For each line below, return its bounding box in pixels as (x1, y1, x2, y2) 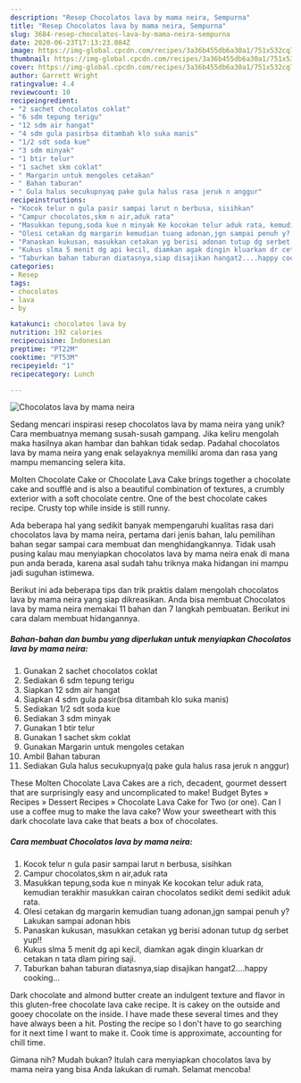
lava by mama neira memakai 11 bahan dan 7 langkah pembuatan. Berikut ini (10, 604, 289, 614)
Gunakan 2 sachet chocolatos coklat (22, 666, 158, 677)
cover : (10, 63, 35, 72)
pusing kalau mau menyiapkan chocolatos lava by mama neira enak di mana (10, 548, 290, 559)
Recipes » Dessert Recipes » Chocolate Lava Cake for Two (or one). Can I (10, 796, 281, 808)
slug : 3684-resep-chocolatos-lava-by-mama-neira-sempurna (10, 29, 230, 38)
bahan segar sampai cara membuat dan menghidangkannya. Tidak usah (10, 539, 276, 550)
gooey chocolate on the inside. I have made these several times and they (10, 1009, 279, 1020)
